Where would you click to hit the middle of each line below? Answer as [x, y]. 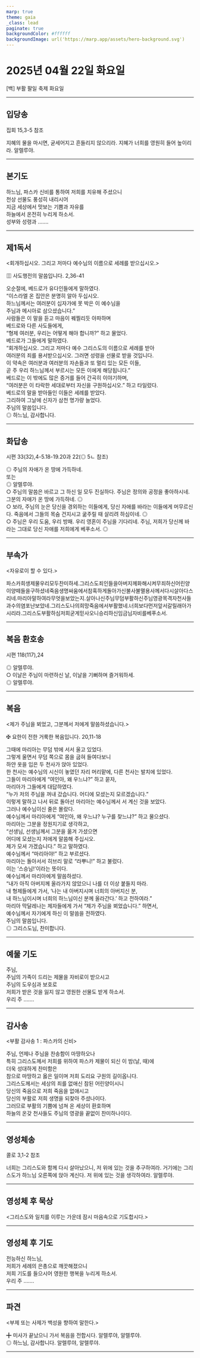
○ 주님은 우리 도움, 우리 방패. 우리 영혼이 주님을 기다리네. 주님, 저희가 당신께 [95, 521]
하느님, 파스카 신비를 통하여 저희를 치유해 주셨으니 [64, 192]
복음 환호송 [25, 639]
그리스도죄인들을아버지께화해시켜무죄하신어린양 [135, 583]
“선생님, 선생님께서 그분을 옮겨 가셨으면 [52, 831]
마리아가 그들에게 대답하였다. [40, 787]
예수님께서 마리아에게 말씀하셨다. [45, 876]
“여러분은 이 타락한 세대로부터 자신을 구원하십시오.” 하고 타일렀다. [82, 386]
